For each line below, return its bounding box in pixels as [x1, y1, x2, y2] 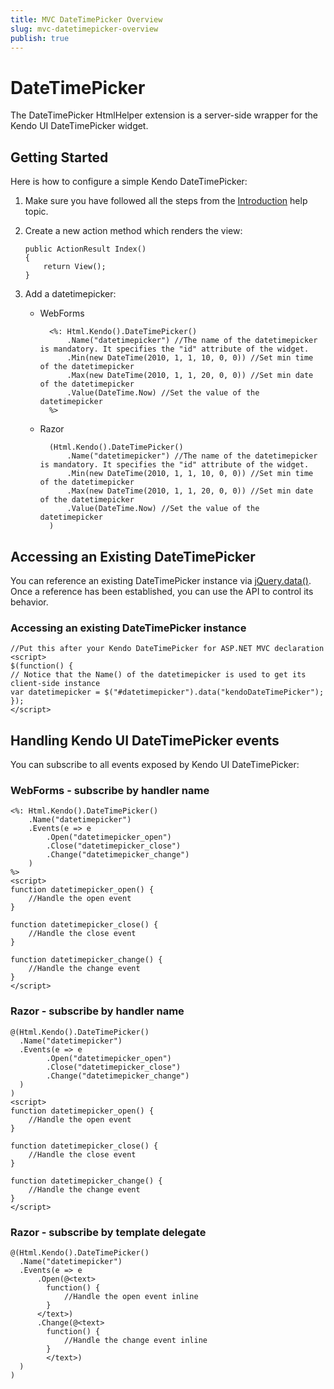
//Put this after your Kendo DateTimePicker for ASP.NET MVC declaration [10, 644, 325, 654]
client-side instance [10, 679, 101, 689]
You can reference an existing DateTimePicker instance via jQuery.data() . [10, 574, 312, 586]
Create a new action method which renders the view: [24, 225, 243, 237]
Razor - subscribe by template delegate [10, 1225, 207, 1239]
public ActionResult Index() [24, 244, 147, 255]
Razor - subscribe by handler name [10, 1004, 185, 1018]
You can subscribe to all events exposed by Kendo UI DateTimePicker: [10, 759, 300, 771]
